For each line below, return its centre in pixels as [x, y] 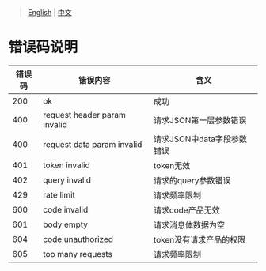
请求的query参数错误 [192, 180]
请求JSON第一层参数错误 [200, 120]
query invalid [67, 179]
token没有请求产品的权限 [199, 239]
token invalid [66, 165]
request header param [85, 115]
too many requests [78, 254]
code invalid [66, 209]
